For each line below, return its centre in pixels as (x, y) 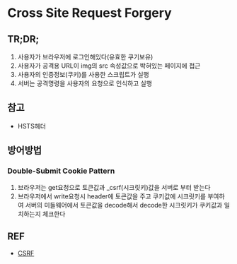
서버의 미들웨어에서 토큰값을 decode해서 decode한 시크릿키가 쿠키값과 (124, 205)
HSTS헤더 (31, 126)
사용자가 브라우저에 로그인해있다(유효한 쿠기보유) (85, 57)
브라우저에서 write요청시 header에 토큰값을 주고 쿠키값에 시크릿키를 (112, 196)
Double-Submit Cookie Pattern (61, 171)
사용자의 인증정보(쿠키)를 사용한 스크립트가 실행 (83, 74)
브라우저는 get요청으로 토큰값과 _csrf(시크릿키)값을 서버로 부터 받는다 (114, 187)
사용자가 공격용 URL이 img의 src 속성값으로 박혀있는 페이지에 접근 (109, 66)
